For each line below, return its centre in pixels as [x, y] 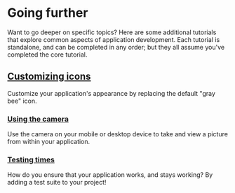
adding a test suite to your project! [57, 183]
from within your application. [49, 142]
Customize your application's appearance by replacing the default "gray [112, 93]
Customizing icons [49, 77]
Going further [48, 13]
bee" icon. [22, 101]
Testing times [31, 159]
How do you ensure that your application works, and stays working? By [110, 175]
